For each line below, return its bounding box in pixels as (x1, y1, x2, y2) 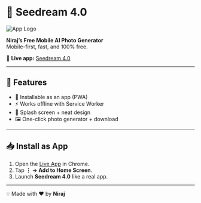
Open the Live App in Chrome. (14, 160, 90, 167)
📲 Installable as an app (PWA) (14, 93, 88, 100)
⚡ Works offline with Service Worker (14, 100, 105, 107)
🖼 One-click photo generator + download (14, 115, 118, 122)
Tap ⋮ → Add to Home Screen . (14, 167, 93, 174)
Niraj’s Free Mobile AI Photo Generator (6, 36, 103, 44)
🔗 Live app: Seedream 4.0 (6, 54, 71, 61)
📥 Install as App (6, 142, 68, 152)
